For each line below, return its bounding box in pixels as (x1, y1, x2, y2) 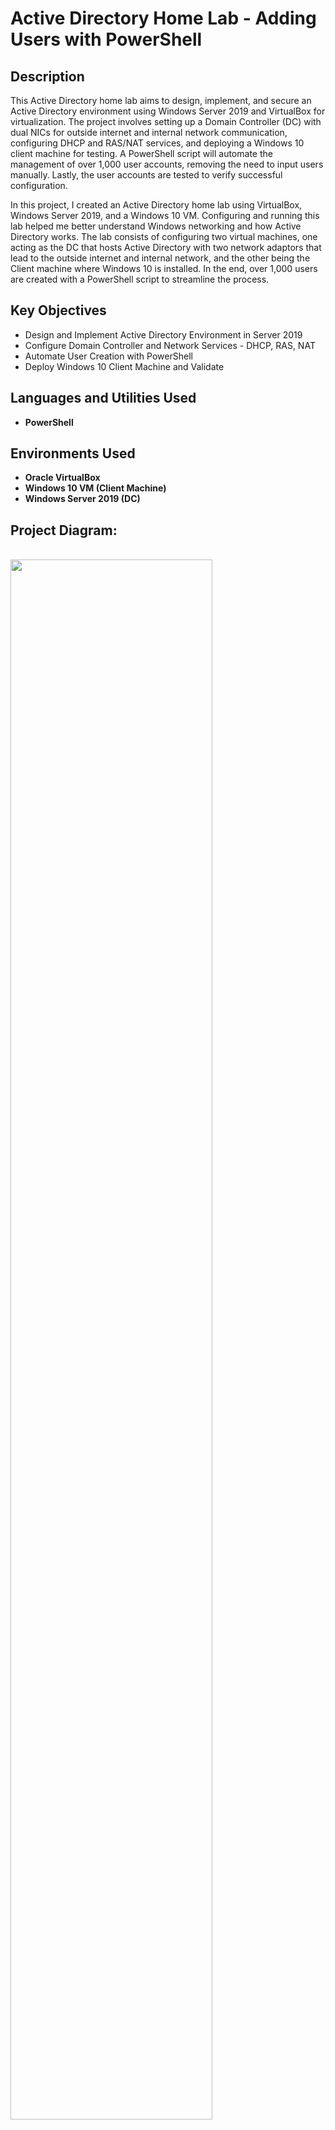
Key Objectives (10, 302, 107, 319)
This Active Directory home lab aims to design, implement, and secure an (10, 95, 312, 106)
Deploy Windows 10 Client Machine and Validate (24, 360, 225, 372)
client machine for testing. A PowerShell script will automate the (10, 148, 273, 159)
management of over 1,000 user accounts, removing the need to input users (10, 158, 324, 170)
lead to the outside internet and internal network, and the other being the (10, 252, 311, 264)
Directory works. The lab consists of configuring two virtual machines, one (10, 231, 318, 242)
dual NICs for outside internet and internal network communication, (10, 127, 288, 138)
